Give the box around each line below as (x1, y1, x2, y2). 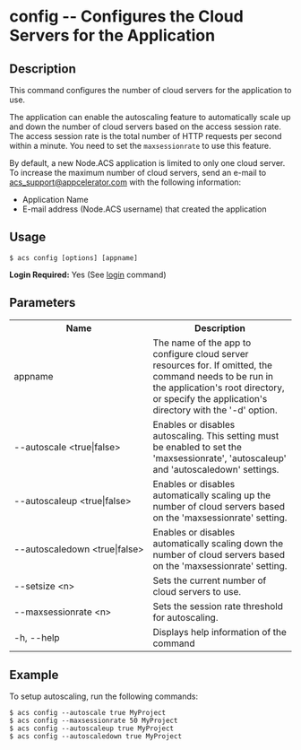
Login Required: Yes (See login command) (9, 269, 168, 280)
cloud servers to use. (152, 585, 242, 597)
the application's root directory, (152, 381, 285, 394)
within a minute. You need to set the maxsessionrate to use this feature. (9, 141, 271, 151)
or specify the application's (152, 392, 268, 405)
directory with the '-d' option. (152, 404, 278, 416)
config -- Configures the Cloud (9, 6, 244, 27)
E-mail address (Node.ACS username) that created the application (21, 204, 267, 214)
